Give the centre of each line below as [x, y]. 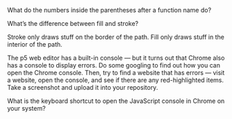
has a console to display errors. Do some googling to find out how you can [114, 65]
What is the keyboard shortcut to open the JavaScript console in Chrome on [116, 101]
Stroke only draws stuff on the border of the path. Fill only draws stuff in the [116, 37]
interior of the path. [35, 44]
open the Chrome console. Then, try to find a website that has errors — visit [116, 73]
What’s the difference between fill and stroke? [73, 23]
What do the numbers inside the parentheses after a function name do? [109, 10]
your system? [27, 108]
